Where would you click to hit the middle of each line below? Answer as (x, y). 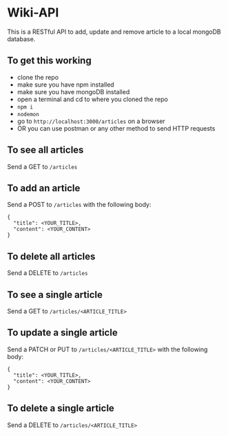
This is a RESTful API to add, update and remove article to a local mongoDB (114, 32)
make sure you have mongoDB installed (73, 91)
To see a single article (55, 295)
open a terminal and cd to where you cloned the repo (93, 99)
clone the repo (38, 77)
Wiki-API (33, 13)
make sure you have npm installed (66, 85)
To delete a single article (61, 408)
